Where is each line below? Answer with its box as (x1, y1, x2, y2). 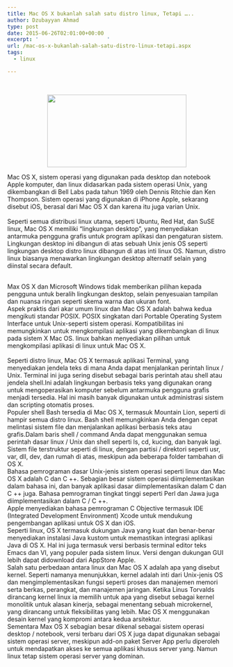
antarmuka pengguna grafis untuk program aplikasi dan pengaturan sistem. (7, 232, 224, 240)
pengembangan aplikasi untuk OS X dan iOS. (7, 519, 136, 527)
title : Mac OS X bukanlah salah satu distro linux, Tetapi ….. (7, 10, 195, 17)
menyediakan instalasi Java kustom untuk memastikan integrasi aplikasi (7, 533, 213, 542)
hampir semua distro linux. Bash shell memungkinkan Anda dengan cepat (7, 415, 218, 424)
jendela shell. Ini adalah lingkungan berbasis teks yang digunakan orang (7, 378, 212, 387)
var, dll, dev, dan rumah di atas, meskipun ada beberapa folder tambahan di (7, 452, 224, 460)
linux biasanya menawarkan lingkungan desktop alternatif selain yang (7, 254, 207, 262)
